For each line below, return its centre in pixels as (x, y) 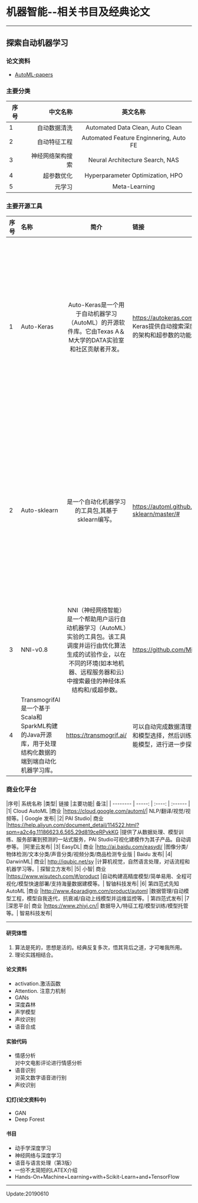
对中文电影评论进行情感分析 (48, 1063)
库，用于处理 (39, 744)
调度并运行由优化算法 (96, 645)
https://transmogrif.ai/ (96, 735)
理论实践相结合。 (35, 955)
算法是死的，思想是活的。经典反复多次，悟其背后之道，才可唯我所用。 (100, 947)
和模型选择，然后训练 (162, 736)
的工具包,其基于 (96, 511)
